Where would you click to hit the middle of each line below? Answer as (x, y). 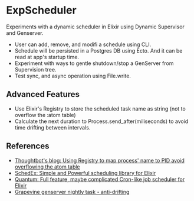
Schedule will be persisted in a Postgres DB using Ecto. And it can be (98, 50)
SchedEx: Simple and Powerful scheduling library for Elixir (85, 173)
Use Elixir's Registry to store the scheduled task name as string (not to (100, 108)
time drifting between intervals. (52, 127)
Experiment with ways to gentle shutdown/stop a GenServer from (94, 63)
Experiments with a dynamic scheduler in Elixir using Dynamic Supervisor (95, 27)
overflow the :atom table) (45, 115)
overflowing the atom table (47, 167)
